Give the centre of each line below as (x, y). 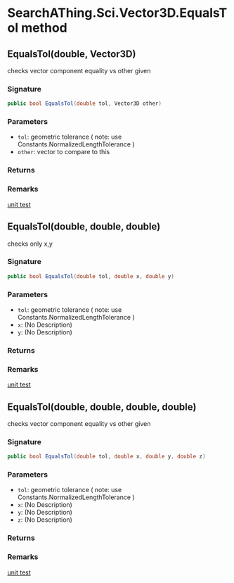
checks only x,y (30, 244)
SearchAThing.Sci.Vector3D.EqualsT (117, 13)
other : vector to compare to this (64, 152)
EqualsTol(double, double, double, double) (102, 407)
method (44, 28)
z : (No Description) (45, 520)
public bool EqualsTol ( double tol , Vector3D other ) (84, 104)
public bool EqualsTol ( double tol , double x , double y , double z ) (106, 457)
